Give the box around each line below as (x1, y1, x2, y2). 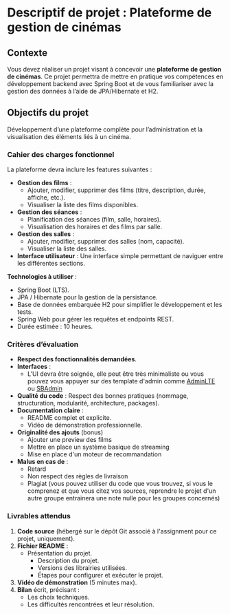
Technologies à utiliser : (7, 273, 77, 281)
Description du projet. (37, 556, 100, 564)
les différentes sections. (16, 260, 86, 268)
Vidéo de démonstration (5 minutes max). (16, 578, 137, 586)
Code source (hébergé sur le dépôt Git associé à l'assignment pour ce (16, 527, 217, 535)
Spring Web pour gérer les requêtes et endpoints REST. (16, 315, 174, 324)
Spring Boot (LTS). (16, 286, 70, 294)
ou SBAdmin (27, 384, 63, 393)
